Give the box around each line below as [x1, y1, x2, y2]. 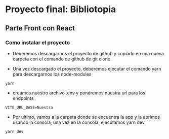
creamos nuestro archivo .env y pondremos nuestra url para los [12, 90, 146, 96]
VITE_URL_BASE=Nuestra [5, 105, 53, 110]
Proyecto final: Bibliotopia [5, 4, 116, 15]
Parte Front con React [5, 24, 75, 32]
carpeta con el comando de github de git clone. [12, 56, 112, 62]
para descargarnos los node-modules [12, 71, 92, 77]
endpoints [12, 95, 34, 101]
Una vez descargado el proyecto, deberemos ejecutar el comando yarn [12, 65, 161, 72]
